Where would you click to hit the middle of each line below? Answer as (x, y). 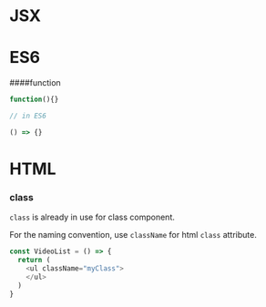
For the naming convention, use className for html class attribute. (133, 235)
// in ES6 (28, 116)
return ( (34, 261)
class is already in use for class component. (92, 217)
